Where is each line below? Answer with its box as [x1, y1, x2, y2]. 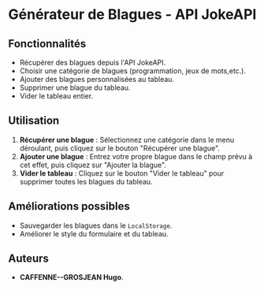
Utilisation [8, 114, 60, 128]
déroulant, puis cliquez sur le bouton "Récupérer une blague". [19, 143, 221, 153]
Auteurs [8, 252, 50, 266]
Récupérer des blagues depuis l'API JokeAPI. [19, 58, 166, 67]
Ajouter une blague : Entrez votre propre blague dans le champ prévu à [19, 151, 253, 161]
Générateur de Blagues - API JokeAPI [8, 6, 257, 24]
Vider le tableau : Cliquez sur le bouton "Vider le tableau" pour [19, 168, 225, 178]
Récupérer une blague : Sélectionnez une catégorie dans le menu [19, 135, 235, 144]
